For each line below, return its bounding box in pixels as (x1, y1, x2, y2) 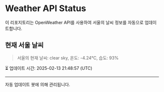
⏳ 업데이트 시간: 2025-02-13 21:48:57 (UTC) (5, 65, 93, 71)
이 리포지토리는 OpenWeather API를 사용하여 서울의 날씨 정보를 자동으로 (5, 19, 144, 25)
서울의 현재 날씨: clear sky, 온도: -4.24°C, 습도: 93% (17, 55, 119, 61)
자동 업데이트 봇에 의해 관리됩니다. (5, 81, 70, 87)
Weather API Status (5, 3, 86, 14)
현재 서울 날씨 (5, 41, 44, 49)
